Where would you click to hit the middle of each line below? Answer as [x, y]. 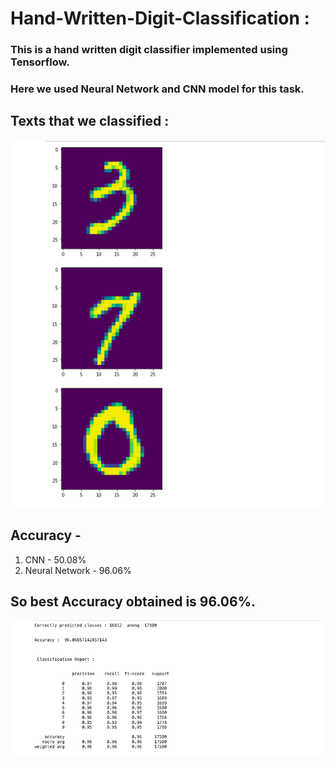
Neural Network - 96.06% [78, 570]
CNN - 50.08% [55, 559]
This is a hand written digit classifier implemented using [149, 50]
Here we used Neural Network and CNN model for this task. [157, 89]
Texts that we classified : [90, 121]
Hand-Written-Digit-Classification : [160, 18]
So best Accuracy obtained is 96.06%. [133, 601]
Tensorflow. [40, 62]
